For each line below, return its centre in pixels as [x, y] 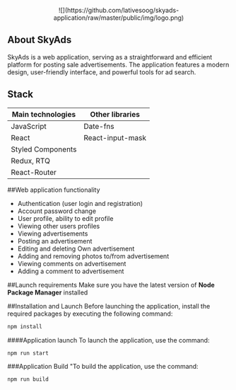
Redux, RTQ [31, 161]
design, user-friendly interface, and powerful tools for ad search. [102, 72]
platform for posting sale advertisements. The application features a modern [118, 64]
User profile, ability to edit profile [65, 218]
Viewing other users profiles [59, 226]
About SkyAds [40, 40]
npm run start [28, 353]
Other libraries [115, 114]
